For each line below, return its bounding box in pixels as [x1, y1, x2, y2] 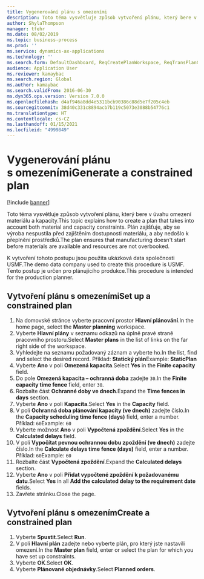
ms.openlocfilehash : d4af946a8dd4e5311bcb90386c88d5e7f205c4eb [7, 99, 170, 105]
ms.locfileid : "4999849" [7, 127, 70, 133]
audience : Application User [7, 65, 78, 71]
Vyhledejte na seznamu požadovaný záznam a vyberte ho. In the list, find [15, 348, 197, 356]
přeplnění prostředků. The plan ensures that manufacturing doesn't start [7, 236, 186, 243]
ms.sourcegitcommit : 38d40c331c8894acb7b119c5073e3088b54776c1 [7, 104, 170, 111]
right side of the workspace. [15, 342, 87, 350]
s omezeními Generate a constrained [7, 166, 193, 180]
